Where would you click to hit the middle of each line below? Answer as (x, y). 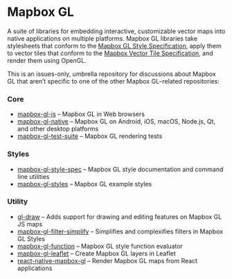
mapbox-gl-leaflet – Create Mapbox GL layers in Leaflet (97, 253)
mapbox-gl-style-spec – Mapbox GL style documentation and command (120, 169)
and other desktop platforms (58, 129)
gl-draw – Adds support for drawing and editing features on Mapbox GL (119, 217)
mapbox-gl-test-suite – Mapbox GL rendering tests (90, 136)
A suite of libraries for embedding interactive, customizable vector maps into (116, 31)
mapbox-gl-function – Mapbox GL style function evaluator (100, 246)
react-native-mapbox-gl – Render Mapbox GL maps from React (107, 260)
